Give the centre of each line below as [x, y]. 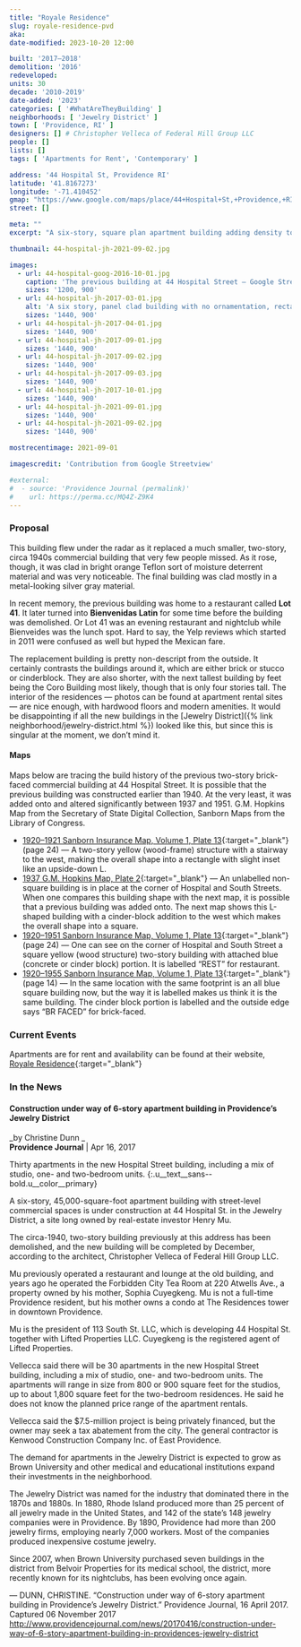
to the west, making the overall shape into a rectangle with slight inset [151, 859]
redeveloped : [34, 76]
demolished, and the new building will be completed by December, [132, 1247]
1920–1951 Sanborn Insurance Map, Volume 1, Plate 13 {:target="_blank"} [155, 935]
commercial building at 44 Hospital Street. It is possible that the [150, 784]
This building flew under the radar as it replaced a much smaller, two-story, [148, 548]
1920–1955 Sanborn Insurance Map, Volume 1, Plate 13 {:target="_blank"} [156, 973]
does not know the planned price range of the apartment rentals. [129, 1404]
